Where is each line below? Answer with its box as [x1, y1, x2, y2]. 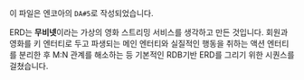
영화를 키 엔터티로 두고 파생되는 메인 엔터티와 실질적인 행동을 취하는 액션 [9, 39, 265, 49]
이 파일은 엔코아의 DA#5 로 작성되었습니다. [9, 8, 154, 18]
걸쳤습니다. [9, 61, 49, 71]
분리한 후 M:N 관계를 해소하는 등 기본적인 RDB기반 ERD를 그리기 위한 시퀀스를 [18, 49, 295, 60]
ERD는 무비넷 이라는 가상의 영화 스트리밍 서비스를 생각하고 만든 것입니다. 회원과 [9, 27, 289, 38]
